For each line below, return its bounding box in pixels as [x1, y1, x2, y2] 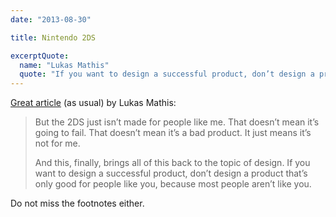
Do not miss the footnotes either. [10, 197, 145, 210]
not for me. [34, 137, 81, 150]
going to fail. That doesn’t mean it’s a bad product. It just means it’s [34, 127, 312, 139]
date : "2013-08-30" [10, 14, 92, 25]
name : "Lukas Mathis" [19, 60, 110, 70]
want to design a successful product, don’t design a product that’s [34, 167, 308, 180]
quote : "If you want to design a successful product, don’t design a [19, 69, 315, 80]
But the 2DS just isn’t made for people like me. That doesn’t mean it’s [34, 116, 320, 128]
